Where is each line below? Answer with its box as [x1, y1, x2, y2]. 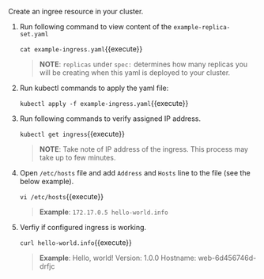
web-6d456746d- [198, 253, 257, 262]
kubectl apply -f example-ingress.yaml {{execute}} [19, 99, 189, 107]
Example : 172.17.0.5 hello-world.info [39, 207, 168, 217]
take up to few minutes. [39, 153, 116, 162]
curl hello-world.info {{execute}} [19, 238, 132, 247]
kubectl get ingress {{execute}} [19, 130, 125, 138]
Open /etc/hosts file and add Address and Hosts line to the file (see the [19, 168, 251, 177]
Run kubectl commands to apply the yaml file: [19, 83, 169, 92]
